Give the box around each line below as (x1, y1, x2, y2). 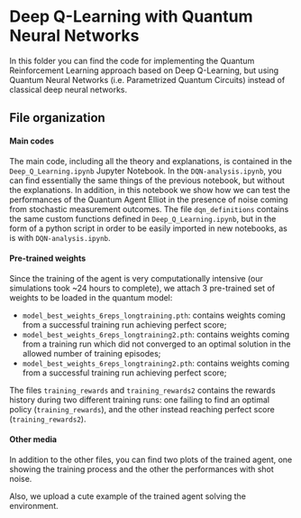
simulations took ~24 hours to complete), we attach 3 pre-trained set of (9, 282, 276, 293)
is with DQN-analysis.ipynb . (9, 232, 111, 243)
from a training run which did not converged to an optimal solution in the (22, 338, 291, 349)
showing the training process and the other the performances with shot (9, 463, 275, 475)
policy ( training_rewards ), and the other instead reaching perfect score (9, 403, 275, 414)
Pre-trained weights (9, 253, 87, 264)
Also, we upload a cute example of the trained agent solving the (9, 490, 246, 502)
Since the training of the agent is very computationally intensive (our (9, 273, 263, 283)
